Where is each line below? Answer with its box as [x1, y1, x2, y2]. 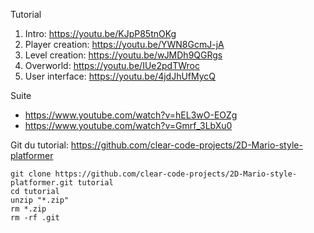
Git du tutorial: [10, 139, 69, 151]
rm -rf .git [10, 213, 60, 223]
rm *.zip [10, 204, 47, 214]
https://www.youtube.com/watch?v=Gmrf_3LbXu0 [24, 120, 233, 131]
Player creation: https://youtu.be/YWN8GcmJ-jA [24, 39, 225, 50]
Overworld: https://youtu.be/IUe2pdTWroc [24, 60, 200, 71]
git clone [10, 169, 52, 179]
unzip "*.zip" [10, 195, 70, 205]
